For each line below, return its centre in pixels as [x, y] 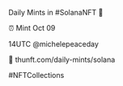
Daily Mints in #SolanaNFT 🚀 [56, 12]
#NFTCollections [36, 75]
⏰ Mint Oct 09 [32, 28]
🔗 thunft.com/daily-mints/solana [62, 59]
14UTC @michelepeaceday [54, 44]
